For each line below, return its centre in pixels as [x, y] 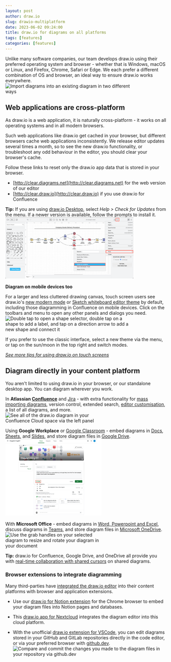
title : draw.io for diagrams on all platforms [56, 33]
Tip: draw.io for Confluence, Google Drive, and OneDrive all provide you [81, 556]
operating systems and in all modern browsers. [55, 126]
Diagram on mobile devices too [39, 287]
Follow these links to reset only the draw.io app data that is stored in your [82, 167]
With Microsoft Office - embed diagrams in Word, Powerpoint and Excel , [82, 524]
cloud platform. [29, 622]
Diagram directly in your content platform [73, 371]
